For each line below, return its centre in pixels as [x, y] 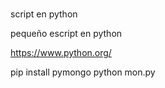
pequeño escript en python [66, 33]
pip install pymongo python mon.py [83, 72]
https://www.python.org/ [61, 52]
